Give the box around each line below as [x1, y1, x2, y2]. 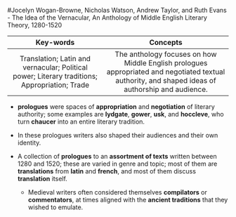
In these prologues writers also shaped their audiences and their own [17, 131, 218, 139]
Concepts [149, 38, 183, 47]
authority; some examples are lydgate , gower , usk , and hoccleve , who [17, 110, 224, 118]
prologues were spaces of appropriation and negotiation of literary [17, 103, 216, 111]
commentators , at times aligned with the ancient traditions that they [27, 196, 228, 204]
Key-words [35, 38, 75, 47]
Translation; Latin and [20, 54, 91, 63]
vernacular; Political [22, 63, 88, 72]
